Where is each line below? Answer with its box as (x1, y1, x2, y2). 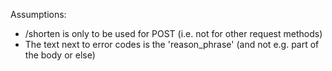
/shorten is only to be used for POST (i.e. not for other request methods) (24, 28, 323, 39)
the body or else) (24, 49, 96, 61)
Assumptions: (10, 9, 67, 20)
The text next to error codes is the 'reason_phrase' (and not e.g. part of (24, 39, 320, 50)
